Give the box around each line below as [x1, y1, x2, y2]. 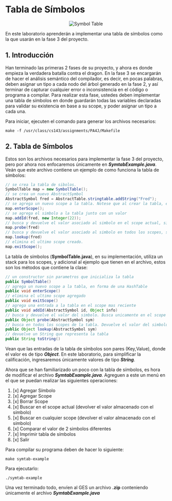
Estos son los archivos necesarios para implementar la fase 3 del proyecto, [5, 156, 164, 162]
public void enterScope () [5, 289, 60, 294]
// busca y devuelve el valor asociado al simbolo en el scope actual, [5, 220, 161, 226]
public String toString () [5, 337, 60, 342]
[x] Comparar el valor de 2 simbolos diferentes [12, 425, 112, 432]
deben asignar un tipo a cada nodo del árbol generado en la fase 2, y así [5, 81, 159, 87]
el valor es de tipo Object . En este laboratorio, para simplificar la [5, 351, 141, 358]
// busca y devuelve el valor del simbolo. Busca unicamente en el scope [5, 312, 166, 318]
